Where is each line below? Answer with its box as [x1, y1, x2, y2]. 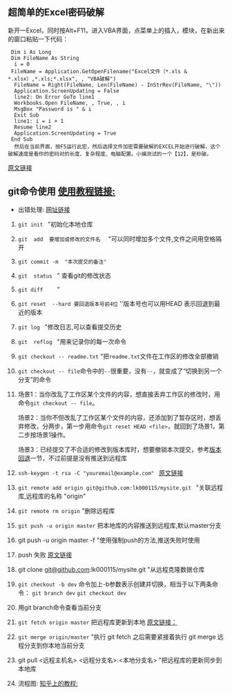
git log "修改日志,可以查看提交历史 [17, 322, 122, 331]
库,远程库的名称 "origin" [17, 492, 86, 500]
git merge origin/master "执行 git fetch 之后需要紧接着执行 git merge [17, 633, 216, 641]
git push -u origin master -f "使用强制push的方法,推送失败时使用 [17, 536, 200, 544]
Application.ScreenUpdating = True [14, 130, 117, 137]
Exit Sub [14, 111, 39, 119]
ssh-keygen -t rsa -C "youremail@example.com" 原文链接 [17, 468, 184, 476]
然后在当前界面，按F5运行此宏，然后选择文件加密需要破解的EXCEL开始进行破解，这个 [14, 143, 221, 150]
